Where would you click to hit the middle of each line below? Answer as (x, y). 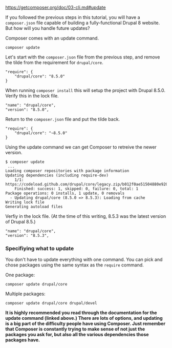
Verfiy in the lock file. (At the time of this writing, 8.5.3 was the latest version (86, 216)
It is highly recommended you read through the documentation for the (81, 313)
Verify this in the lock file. (32, 96)
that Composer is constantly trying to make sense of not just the (75, 329)
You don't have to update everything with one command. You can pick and (84, 260)
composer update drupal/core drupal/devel (51, 303)
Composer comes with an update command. (52, 38)
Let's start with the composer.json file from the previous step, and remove (83, 57)
